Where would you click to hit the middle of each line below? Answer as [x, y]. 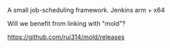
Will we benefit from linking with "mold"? [66, 23]
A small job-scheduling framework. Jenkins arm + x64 [86, 10]
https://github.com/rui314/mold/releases [66, 37]
